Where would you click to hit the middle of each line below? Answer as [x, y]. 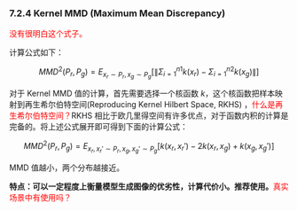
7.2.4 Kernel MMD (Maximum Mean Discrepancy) [117, 13]
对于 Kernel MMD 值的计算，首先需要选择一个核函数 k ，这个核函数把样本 [142, 94]
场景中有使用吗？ [40, 197]
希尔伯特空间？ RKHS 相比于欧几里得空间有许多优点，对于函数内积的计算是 [152, 116]
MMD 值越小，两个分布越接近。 [67, 168]
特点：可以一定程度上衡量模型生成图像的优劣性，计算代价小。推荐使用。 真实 [149, 186]
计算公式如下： [36, 52]
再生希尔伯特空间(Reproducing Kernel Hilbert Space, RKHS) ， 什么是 [150, 105]
